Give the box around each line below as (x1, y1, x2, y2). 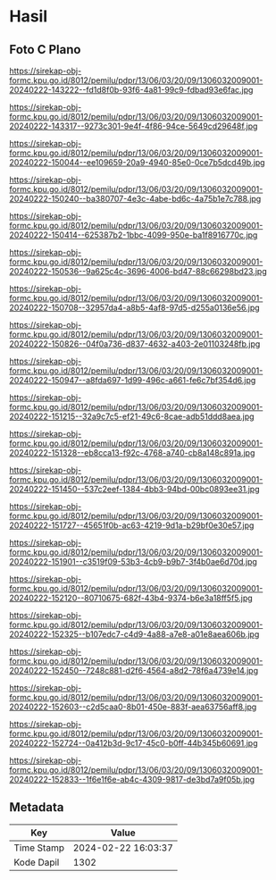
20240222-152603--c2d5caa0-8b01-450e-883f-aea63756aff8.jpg (9, 701, 257, 712)
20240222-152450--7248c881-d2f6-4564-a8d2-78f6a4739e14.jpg (9, 666, 259, 675)
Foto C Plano (9, 42, 81, 57)
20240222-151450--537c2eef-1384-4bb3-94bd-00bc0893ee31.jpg (9, 484, 260, 494)
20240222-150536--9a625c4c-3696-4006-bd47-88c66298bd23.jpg (9, 266, 268, 276)
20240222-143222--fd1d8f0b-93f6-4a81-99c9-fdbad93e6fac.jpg (9, 85, 254, 95)
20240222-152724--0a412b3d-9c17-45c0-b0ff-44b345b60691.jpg (9, 738, 258, 748)
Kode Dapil (13, 856, 60, 868)
